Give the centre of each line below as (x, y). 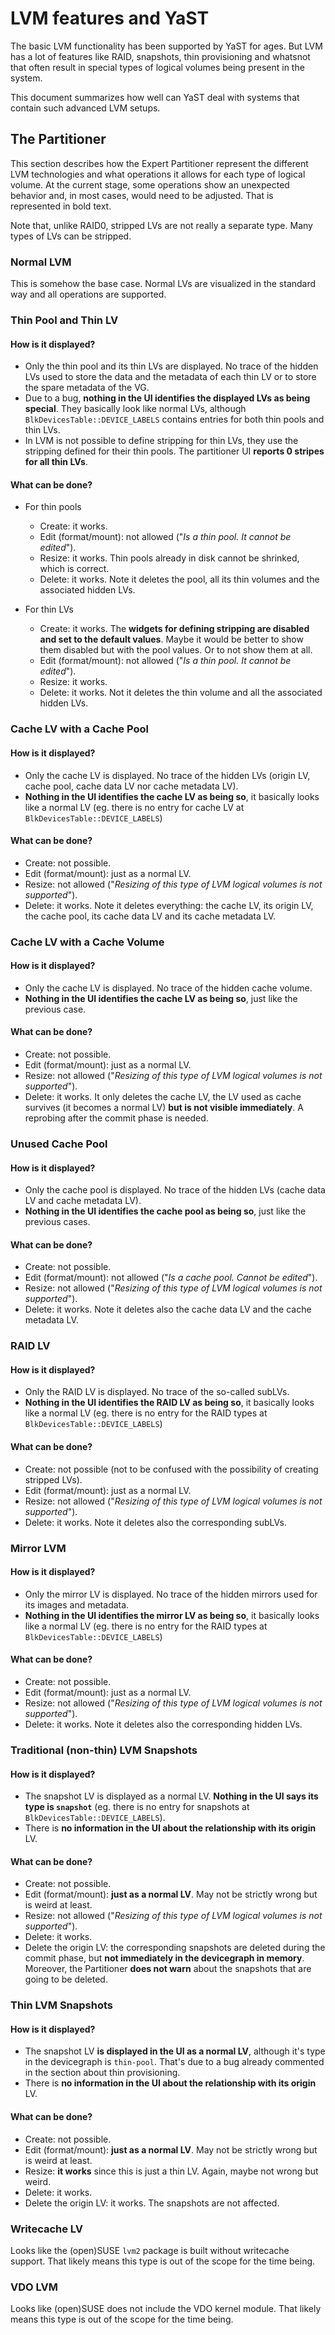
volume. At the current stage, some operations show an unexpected (150, 184)
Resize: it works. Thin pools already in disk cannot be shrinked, (169, 558)
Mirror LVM (38, 1548)
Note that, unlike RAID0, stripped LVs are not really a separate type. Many (161, 225)
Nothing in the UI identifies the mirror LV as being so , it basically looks (172, 1615)
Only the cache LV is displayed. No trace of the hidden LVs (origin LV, (167, 775)
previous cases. (57, 1222)
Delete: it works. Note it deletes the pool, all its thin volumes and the (179, 579)
